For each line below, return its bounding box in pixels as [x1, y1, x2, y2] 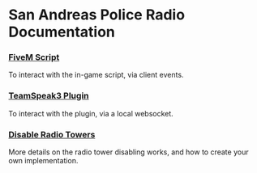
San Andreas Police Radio [8, 6, 185, 24]
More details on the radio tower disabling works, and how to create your [8, 147, 249, 157]
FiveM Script [8, 52, 60, 63]
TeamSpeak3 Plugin [8, 91, 89, 102]
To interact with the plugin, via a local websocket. [8, 108, 174, 118]
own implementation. [8, 156, 79, 166]
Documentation [8, 23, 116, 41]
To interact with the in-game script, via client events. [8, 70, 184, 80]
